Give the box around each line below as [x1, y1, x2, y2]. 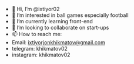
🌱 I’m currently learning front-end [11, 18, 93, 24]
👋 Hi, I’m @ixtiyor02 [11, 6, 60, 12]
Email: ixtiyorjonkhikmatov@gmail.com [11, 39, 106, 46]
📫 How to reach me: [11, 31, 62, 37]
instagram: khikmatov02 [11, 51, 71, 58]
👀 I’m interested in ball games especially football [11, 12, 129, 19]
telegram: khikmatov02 [11, 45, 68, 52]
